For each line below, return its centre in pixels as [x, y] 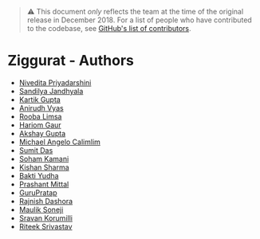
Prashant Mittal [44, 184]
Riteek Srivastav [45, 226]
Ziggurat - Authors [71, 61]
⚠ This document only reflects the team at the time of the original [135, 12]
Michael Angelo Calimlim [60, 142]
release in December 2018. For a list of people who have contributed [139, 20]
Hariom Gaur [40, 125]
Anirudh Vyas [41, 108]
